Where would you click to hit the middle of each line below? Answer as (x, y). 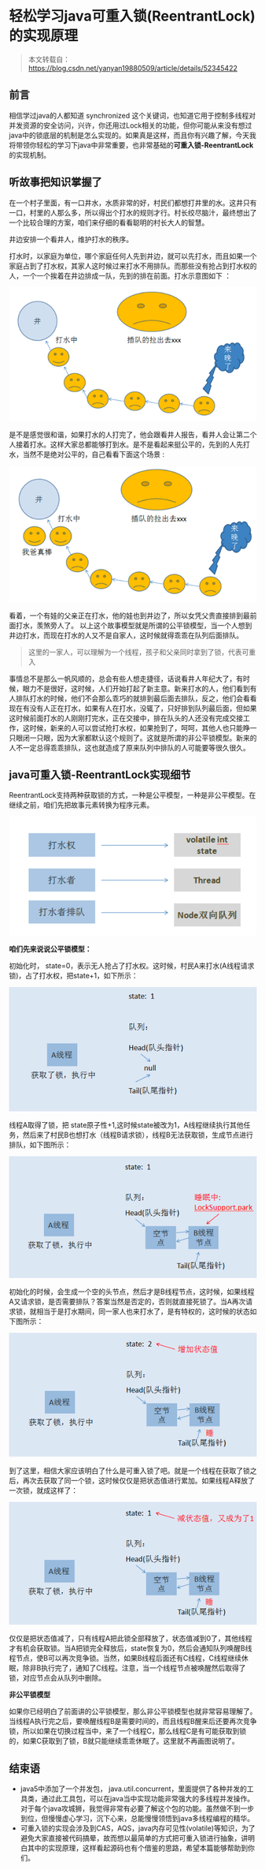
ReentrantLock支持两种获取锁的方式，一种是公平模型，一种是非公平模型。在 (132, 795)
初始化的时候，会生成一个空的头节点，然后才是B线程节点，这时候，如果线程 (132, 1292)
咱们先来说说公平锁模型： (50, 949)
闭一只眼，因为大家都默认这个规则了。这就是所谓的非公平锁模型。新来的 (140, 738)
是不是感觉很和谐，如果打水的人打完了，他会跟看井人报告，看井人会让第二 (129, 434)
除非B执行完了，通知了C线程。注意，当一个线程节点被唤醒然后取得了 (134, 1668)
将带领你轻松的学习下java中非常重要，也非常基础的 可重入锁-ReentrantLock (131, 145)
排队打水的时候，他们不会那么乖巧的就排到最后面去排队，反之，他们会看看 (136, 698)
